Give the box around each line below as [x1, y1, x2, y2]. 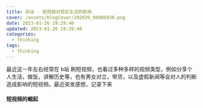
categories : [6, 31, 36, 37]
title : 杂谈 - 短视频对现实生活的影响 [6, 8, 92, 15]
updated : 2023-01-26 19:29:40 [6, 25, 83, 32]
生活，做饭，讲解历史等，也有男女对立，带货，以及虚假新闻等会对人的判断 [11, 73, 197, 80]
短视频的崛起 [6, 95, 38, 103]
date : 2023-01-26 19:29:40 [6, 20, 74, 26]
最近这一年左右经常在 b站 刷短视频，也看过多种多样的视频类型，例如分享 [6, 65, 187, 72]
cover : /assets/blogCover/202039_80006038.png [6, 14, 126, 21]
